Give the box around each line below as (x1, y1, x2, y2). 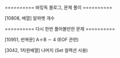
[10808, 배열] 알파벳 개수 (5, 15, 55, 21)
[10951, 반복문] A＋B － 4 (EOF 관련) (5, 37, 79, 42)
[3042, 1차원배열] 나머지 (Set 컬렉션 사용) (5, 47, 88, 53)
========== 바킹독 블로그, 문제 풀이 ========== (5, 5, 112, 10)
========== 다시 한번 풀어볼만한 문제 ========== (5, 26, 115, 32)
